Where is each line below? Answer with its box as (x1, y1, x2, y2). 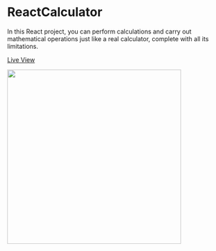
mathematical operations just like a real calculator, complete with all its (7, 34, 209, 43)
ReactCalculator (7, 4, 103, 20)
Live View (7, 55, 35, 63)
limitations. (7, 42, 39, 50)
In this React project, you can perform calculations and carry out (7, 27, 192, 36)
